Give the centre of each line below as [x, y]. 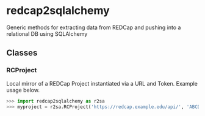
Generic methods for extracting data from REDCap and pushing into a [94, 27]
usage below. [23, 90]
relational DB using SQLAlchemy [47, 33]
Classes [22, 53]
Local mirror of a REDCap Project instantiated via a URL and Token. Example [102, 83]
